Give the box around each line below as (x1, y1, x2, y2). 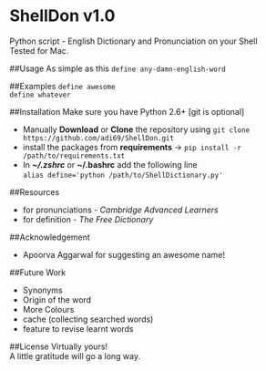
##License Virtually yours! (9, 341, 107, 352)
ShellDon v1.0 (9, 5, 116, 26)
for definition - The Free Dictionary (22, 213, 154, 224)
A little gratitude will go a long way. (9, 350, 141, 361)
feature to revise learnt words (22, 323, 134, 334)
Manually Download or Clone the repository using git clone (22, 124, 251, 135)
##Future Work (9, 266, 66, 278)
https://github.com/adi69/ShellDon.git (22, 133, 175, 142)
